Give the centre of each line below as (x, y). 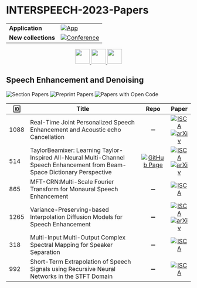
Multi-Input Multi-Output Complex (78, 237)
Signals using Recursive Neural (73, 269)
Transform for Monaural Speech (74, 189)
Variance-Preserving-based (70, 209)
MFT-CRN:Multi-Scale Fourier (72, 181)
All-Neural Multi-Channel (89, 157)
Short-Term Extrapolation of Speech (81, 262)
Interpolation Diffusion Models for (77, 216)
